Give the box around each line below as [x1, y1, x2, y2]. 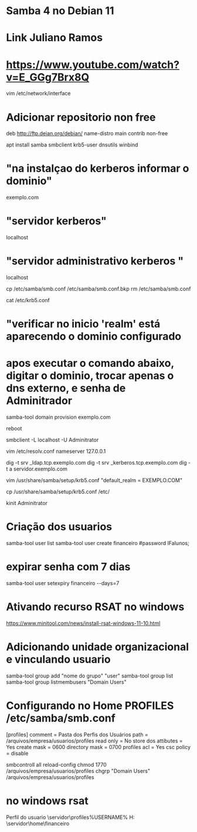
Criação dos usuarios [6, 520, 113, 533]
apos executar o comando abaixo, [6, 357, 174, 370]
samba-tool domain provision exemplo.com [6, 413, 111, 421]
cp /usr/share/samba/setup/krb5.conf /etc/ [6, 488, 110, 495]
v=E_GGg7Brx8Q [6, 71, 90, 83]
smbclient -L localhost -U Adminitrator [6, 436, 99, 443]
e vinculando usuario [6, 653, 111, 666]
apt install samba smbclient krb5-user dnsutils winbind [6, 141, 138, 148]
